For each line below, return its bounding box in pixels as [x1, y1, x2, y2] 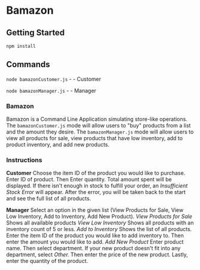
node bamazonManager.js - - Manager [6, 87, 97, 94]
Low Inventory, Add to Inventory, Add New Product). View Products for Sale [6, 213, 192, 220]
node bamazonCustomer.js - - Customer [6, 75, 101, 83]
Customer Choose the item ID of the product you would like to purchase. [6, 169, 186, 177]
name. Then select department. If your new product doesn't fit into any [6, 245, 181, 252]
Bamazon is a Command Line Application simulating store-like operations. [6, 116, 188, 123]
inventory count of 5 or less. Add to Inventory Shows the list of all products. [6, 226, 192, 233]
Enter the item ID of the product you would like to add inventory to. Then [6, 232, 184, 239]
